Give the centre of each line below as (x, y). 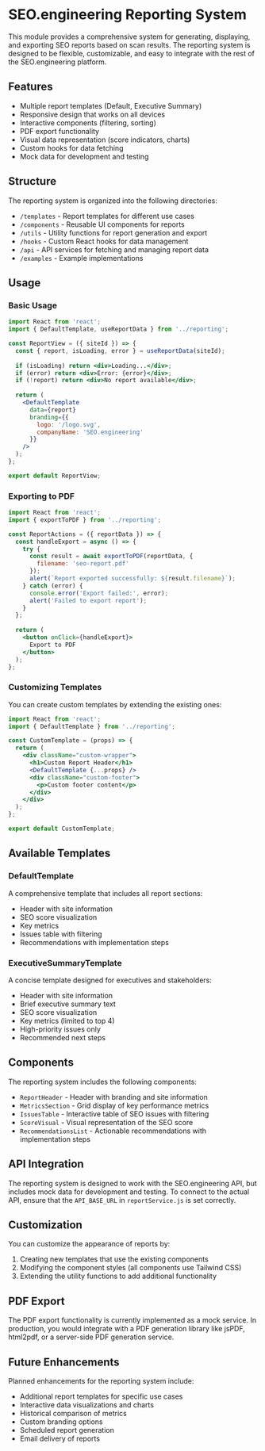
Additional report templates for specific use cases (101, 1396)
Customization (46, 1225)
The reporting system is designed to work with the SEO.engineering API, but (133, 1183)
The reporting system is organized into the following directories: (113, 201)
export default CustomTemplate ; (61, 829)
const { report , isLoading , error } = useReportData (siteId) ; (120, 350)
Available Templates (60, 854)
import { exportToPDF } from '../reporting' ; (84, 520)
